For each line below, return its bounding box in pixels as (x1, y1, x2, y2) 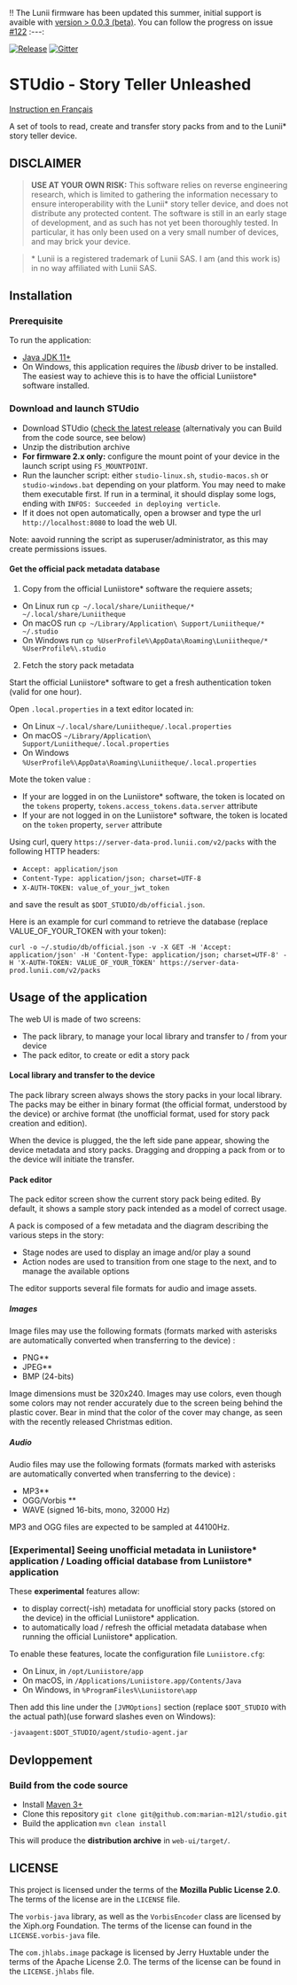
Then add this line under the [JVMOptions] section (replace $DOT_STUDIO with (9, 1701, 286, 1713)
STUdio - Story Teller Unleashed (9, 74, 252, 95)
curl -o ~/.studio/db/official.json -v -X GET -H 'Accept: (9, 943, 232, 952)
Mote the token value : (9, 774, 91, 784)
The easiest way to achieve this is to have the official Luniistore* (21, 371, 257, 382)
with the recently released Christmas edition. (9, 1417, 173, 1428)
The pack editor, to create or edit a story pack (21, 1049, 191, 1060)
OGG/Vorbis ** (21, 1495, 77, 1506)
